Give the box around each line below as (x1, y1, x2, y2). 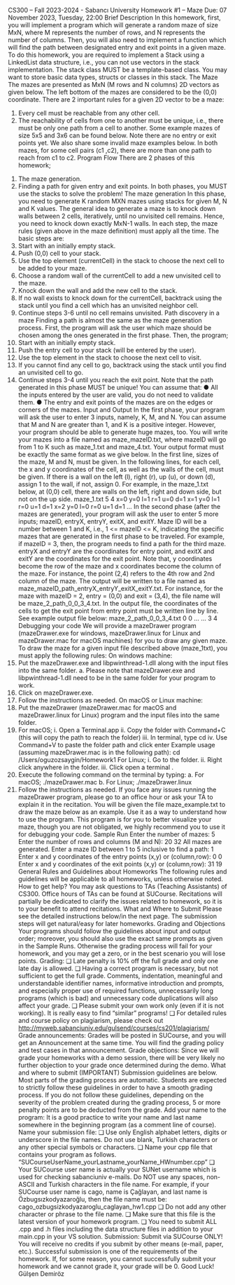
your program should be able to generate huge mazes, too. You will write (17, 428, 228, 436)
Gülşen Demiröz (17, 1270, 65, 1278)
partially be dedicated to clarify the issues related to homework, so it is (17, 897, 222, 905)
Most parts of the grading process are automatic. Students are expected (17, 1076, 227, 1084)
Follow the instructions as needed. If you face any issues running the (17, 785, 217, 794)
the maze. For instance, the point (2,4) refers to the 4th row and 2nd (17, 569, 215, 578)
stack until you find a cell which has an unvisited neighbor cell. (17, 301, 199, 309)
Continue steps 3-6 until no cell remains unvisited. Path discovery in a (17, 308, 220, 317)
